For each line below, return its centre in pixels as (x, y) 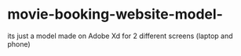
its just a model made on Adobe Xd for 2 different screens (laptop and (120, 36)
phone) (19, 44)
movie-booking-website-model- (115, 14)
